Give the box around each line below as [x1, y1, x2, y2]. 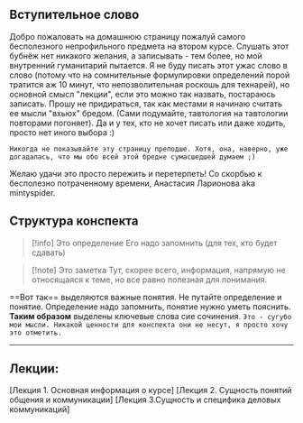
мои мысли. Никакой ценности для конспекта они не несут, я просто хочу [9, 320, 289, 329]
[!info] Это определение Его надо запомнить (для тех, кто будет [31, 237, 278, 248]
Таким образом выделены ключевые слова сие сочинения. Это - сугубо [9, 310, 292, 321]
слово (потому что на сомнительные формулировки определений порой [9, 69, 290, 80]
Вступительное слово [9, 7, 140, 23]
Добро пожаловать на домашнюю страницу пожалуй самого [9, 31, 246, 41]
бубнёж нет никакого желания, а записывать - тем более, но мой [9, 50, 263, 61]
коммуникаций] [9, 404, 70, 415]
